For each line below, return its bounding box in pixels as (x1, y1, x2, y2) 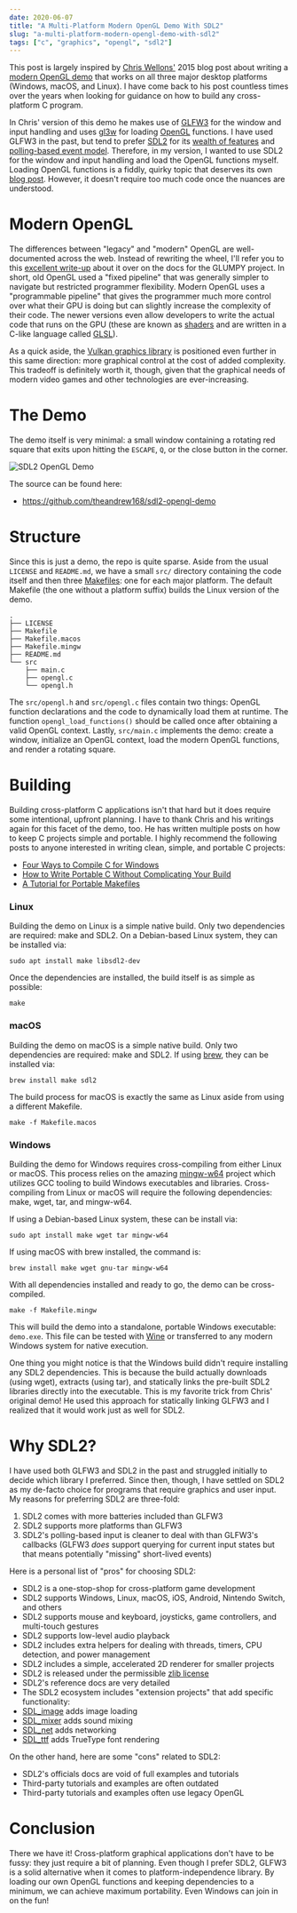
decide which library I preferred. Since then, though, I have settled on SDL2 (9, 1474, 285, 1485)
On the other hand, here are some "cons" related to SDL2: (9, 1751, 221, 1762)
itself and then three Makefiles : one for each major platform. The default (9, 575, 273, 586)
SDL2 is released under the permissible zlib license (21, 1668, 210, 1678)
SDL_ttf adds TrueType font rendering (21, 1734, 160, 1744)
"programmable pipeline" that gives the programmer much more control (9, 291, 272, 302)
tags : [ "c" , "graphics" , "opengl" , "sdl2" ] (9, 37, 173, 47)
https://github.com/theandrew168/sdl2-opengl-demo (21, 496, 216, 506)
